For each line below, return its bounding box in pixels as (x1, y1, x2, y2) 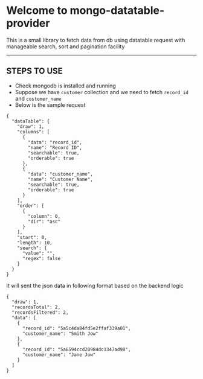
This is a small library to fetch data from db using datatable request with (6, 36, 185, 43)
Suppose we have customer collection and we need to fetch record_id (14, 88, 189, 95)
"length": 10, (17, 240, 53, 246)
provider (6, 16, 50, 30)
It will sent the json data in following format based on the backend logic (6, 282, 184, 289)
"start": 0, (17, 234, 47, 240)
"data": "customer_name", (28, 171, 94, 177)
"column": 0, (28, 213, 61, 219)
